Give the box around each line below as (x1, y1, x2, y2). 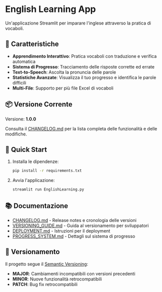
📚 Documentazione (5, 201, 68, 210)
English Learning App (5, 3, 96, 15)
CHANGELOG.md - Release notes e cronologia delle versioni (12, 217, 137, 223)
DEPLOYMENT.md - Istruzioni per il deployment (12, 227, 111, 233)
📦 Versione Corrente (5, 100, 73, 108)
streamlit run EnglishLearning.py (12, 187, 84, 192)
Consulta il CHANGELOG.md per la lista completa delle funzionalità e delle (5, 125, 158, 131)
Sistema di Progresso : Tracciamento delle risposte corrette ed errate (12, 63, 155, 69)
